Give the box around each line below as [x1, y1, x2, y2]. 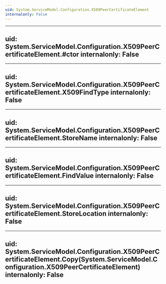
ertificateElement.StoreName [5, 134, 98, 142]
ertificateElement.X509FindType [5, 88, 110, 96]
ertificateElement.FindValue [5, 171, 94, 180]
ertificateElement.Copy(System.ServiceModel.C [5, 255, 158, 263]
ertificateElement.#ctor [5, 50, 80, 58]
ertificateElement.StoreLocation [5, 209, 107, 218]
